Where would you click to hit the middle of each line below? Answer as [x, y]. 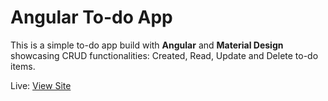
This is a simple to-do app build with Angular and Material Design [147, 45]
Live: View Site [41, 85]
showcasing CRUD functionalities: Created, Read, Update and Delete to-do [164, 55]
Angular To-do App [91, 17]
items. [23, 66]
